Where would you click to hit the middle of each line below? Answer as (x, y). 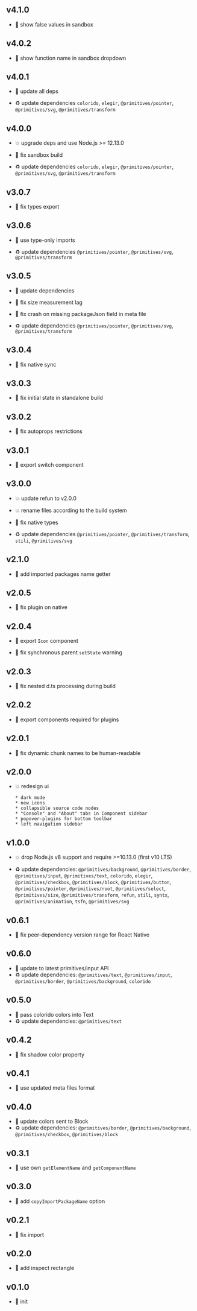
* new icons (30, 803)
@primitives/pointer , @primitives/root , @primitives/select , (90, 888)
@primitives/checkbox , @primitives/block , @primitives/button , (93, 882)
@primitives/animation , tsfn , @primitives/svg (72, 902)
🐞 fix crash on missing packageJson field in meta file (80, 314)
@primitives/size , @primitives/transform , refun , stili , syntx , (92, 895)
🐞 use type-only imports (45, 240)
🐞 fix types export (37, 207)
